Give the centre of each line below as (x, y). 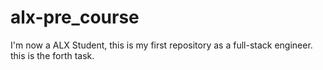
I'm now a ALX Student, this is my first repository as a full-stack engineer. (161, 45)
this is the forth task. (52, 55)
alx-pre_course (75, 17)
